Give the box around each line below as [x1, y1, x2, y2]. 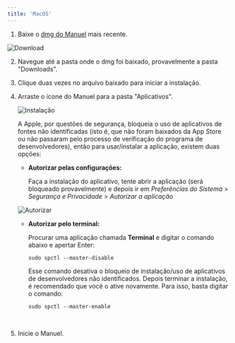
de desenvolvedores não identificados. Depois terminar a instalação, [28, 274, 228, 283]
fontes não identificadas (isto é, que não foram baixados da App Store [17, 127, 222, 135]
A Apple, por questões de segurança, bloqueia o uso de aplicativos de [17, 120, 222, 128]
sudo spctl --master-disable [28, 254, 114, 262]
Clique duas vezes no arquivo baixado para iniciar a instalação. [17, 79, 201, 87]
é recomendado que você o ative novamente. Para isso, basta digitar [28, 281, 229, 290]
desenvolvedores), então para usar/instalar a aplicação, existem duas [17, 142, 220, 151]
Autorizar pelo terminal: [28, 219, 100, 228]
